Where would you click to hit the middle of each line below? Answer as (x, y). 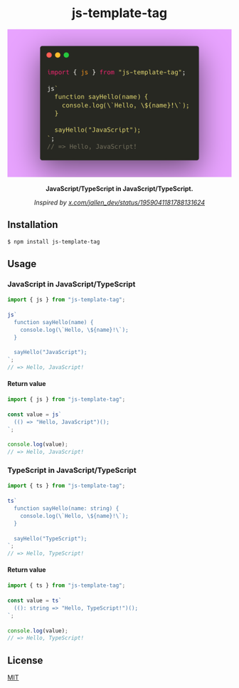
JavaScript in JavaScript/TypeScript (71, 284)
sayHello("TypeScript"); (51, 538)
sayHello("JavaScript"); (51, 353)
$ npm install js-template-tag (54, 242)
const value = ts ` (34, 601)
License (25, 660)
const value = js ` (34, 415)
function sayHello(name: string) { (67, 509)
